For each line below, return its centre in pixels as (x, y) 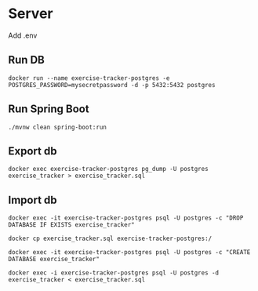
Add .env (23, 35)
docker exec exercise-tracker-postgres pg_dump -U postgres (109, 169)
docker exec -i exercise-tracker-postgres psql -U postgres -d (114, 273)
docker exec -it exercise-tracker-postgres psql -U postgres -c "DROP (126, 218)
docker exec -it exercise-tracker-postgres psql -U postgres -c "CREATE (129, 253)
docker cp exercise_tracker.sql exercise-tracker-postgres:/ (110, 239)
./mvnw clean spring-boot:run (58, 127)
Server (31, 14)
